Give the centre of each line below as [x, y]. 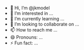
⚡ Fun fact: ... [24, 43]
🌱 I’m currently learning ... [37, 19]
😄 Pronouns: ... [26, 37]
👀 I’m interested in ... [32, 13]
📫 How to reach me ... [34, 30]
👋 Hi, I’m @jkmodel [30, 8]
